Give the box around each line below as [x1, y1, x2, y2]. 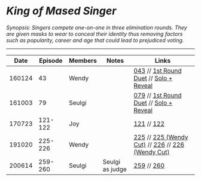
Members [68, 56, 97, 65]
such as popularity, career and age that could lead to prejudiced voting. [6, 36, 184, 44]
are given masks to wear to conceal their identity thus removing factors [6, 30, 183, 37]
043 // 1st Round [133, 66, 182, 75]
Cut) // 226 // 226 [133, 140, 184, 149]
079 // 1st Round [133, 91, 182, 99]
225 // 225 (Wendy [133, 133, 188, 141]
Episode [38, 56, 63, 65]
